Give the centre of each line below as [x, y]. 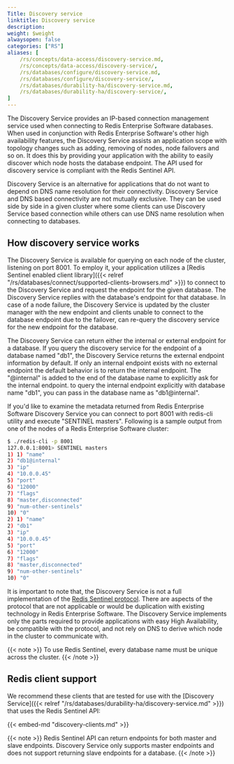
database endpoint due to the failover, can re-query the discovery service [114, 319]
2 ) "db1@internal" [34, 461]
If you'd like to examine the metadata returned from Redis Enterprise [106, 406]
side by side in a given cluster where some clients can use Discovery [107, 206]
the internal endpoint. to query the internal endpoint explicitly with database [116, 385]
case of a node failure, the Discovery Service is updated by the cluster [109, 305]
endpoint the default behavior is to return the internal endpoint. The [104, 370]
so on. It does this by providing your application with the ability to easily [110, 155]
